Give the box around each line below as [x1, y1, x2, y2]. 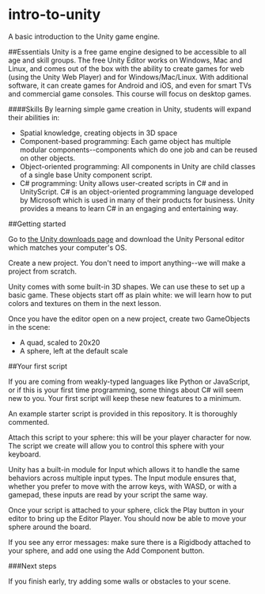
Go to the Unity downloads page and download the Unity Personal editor [8, 234, 245, 244]
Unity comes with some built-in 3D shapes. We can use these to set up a [8, 282, 245, 291]
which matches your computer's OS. [8, 243, 127, 252]
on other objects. [19, 153, 76, 163]
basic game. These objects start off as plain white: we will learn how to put [8, 290, 252, 300]
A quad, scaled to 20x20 [19, 338, 100, 347]
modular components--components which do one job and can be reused [19, 145, 258, 154]
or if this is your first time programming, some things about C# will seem [8, 385, 244, 395]
